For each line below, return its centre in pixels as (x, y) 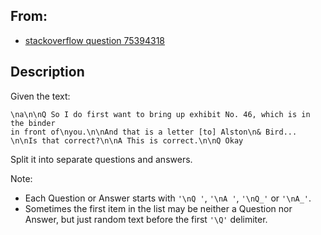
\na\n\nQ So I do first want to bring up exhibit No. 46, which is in (160, 114)
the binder (33, 123)
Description (47, 72)
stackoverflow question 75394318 (94, 40)
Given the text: (40, 96)
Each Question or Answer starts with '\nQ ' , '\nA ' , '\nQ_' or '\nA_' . (168, 198)
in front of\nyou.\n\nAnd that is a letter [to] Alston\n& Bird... (154, 132)
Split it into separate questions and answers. (101, 159)
